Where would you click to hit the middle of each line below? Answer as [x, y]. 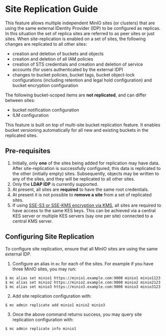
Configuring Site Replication [50, 237]
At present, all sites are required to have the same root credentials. [81, 189]
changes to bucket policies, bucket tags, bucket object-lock [73, 75]
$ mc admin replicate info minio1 [41, 329]
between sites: [20, 100]
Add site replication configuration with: [52, 296]
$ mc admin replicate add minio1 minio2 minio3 [55, 305]
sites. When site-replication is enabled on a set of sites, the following [76, 39]
